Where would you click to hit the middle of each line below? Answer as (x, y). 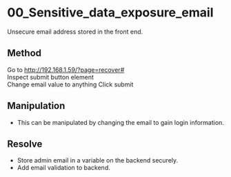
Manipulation (36, 106)
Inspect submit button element (51, 77)
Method (24, 53)
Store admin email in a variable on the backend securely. (98, 161)
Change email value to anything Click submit (70, 84)
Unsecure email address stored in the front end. (75, 32)
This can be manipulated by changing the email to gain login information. (120, 122)
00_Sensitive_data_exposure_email (110, 13)
